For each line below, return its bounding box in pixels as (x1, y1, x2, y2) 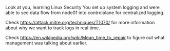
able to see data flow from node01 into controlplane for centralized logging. (5, 10, 165, 16)
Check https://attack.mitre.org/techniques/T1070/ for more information (5, 20, 155, 25)
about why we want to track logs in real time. (5, 25, 100, 31)
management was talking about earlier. (5, 40, 88, 46)
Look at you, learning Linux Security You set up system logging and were (5, 5, 160, 10)
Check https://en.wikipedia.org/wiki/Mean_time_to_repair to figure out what (5, 35, 165, 40)
